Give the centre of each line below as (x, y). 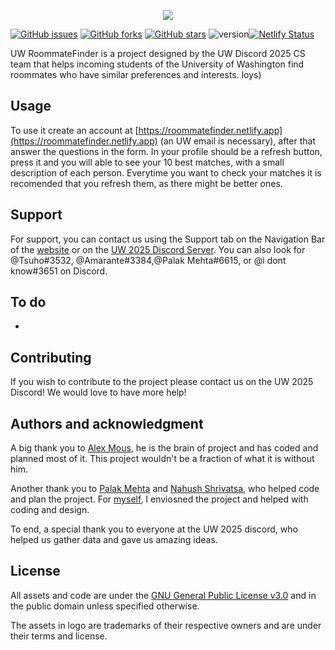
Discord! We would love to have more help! (98, 392)
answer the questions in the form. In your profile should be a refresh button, (166, 151)
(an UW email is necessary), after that (238, 141)
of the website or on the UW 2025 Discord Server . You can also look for (158, 249)
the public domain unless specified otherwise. (105, 606)
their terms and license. (59, 636)
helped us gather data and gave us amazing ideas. (114, 540)
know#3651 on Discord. (59, 271)
